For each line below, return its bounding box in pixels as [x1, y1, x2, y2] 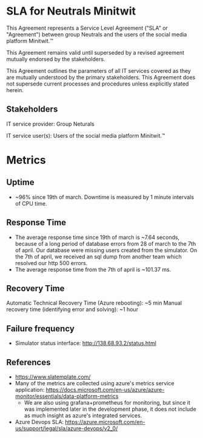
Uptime [6, 177, 35, 187]
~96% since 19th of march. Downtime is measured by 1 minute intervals [15, 193, 195, 201]
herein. [6, 86, 24, 93]
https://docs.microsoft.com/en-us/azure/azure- [45, 386, 165, 393]
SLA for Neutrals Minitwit [6, 4, 136, 18]
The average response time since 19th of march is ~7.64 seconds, [15, 234, 180, 241]
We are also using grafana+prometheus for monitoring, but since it [24, 399, 191, 406]
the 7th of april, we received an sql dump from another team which [15, 253, 182, 260]
